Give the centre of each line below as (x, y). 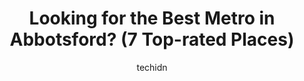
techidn (152, 67)
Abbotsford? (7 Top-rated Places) (152, 39)
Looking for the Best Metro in (152, 18)
